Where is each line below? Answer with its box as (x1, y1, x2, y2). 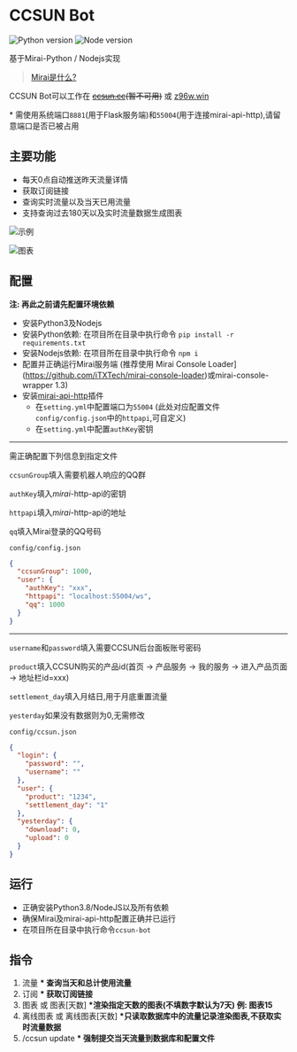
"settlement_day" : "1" (25, 800, 109, 809)
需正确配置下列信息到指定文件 (9, 450, 118, 461)
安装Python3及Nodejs (21, 317, 103, 328)
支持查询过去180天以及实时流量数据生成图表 (21, 207, 183, 218)
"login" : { (17, 751, 57, 760)
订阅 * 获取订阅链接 (21, 989, 93, 1000)
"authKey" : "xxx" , (25, 584, 93, 593)
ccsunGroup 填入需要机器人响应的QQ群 (9, 469, 147, 479)
